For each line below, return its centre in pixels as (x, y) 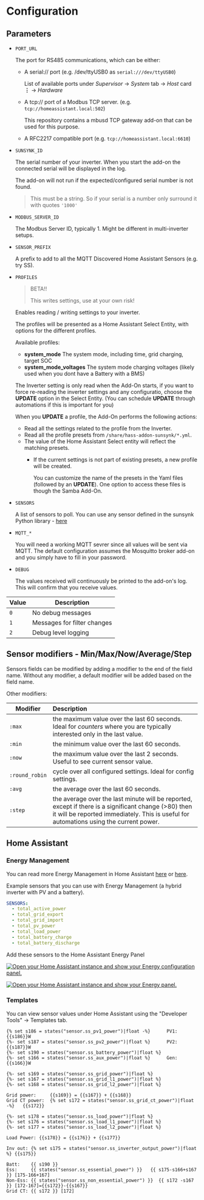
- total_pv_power (34, 926)
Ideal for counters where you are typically (112, 726)
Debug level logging (61, 633)
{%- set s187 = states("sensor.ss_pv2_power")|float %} (78, 1042)
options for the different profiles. (56, 331)
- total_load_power (36, 932)
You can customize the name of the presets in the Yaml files (108, 478)
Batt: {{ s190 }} (32, 1164)
